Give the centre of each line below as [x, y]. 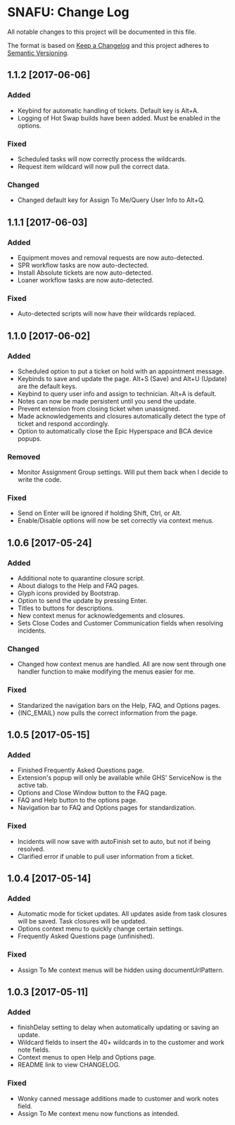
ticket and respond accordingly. [63, 423]
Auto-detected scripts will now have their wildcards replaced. [107, 313]
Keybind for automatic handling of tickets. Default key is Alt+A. [108, 111]
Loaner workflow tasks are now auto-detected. [85, 280]
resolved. [31, 849]
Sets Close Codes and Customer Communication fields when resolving [120, 623]
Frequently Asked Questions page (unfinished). [86, 936]
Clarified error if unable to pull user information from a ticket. [106, 856]
